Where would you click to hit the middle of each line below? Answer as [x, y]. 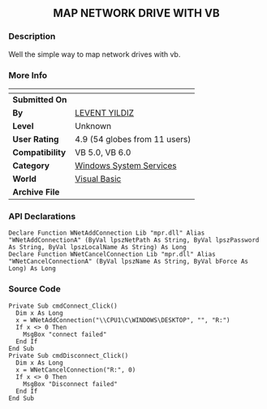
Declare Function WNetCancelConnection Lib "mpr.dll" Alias [112, 255]
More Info [28, 75]
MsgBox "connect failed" [65, 334]
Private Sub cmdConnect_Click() [63, 306]
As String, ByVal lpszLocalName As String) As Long [97, 248]
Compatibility [39, 152]
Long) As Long [32, 269]
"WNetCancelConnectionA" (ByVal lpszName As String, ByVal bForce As [129, 262]
